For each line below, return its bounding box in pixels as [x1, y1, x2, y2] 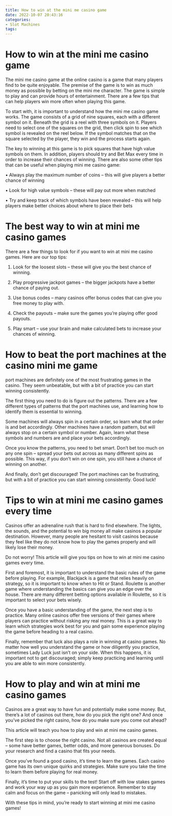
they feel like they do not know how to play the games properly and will [5, 538, 156, 545]
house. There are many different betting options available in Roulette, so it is [5, 591, 166, 597]
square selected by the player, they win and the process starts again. [5, 135, 151, 142]
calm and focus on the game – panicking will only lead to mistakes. [5, 789, 147, 795]
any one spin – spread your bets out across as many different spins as [5, 450, 154, 456]
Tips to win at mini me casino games [5, 495, 163, 506]
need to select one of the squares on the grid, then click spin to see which [5, 125, 162, 131]
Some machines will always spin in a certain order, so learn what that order [5, 418, 164, 424]
